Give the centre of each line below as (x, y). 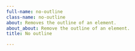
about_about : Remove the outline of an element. (68, 28)
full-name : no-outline (34, 12)
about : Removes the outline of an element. (61, 23)
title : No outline (29, 34)
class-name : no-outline (36, 17)
